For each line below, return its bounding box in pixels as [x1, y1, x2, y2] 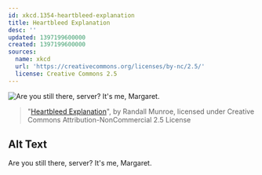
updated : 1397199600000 [8, 33, 86, 42]
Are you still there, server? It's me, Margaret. [8, 159, 152, 168]
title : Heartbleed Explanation [8, 19, 111, 27]
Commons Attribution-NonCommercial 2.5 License [27, 115, 191, 124]
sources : [8, 48, 37, 56]
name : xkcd [15, 56, 51, 64]
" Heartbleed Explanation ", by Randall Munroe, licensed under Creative [27, 107, 255, 116]
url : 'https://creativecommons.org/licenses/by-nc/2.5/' [15, 63, 206, 71]
